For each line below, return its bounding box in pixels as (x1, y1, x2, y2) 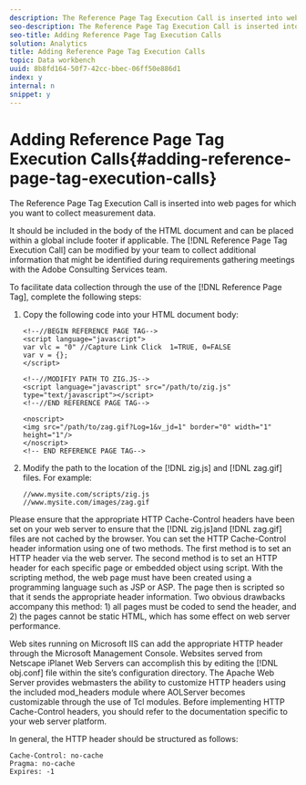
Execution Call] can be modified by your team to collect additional (9, 245, 257, 256)
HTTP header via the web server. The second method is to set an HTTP (9, 553, 278, 564)
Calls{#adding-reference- (90, 148, 291, 169)
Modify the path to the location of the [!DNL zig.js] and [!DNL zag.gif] (22, 463, 282, 474)
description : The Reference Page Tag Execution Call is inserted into (9, 13, 283, 23)
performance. (9, 621, 61, 632)
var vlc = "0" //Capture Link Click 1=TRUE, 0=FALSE (22, 343, 231, 352)
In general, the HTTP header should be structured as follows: (9, 734, 239, 745)
